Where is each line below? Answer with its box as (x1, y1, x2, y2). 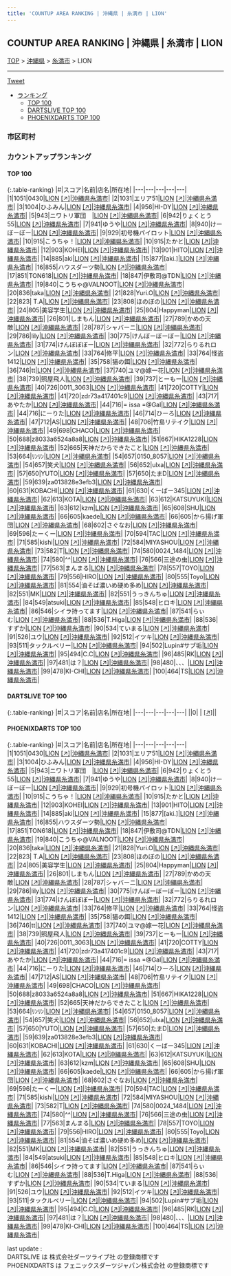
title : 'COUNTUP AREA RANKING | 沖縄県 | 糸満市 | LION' (7, 10, 168, 17)
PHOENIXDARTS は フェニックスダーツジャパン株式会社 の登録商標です (7, 1261, 210, 1269)
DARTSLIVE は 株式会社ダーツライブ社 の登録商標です (7, 1253, 159, 1261)
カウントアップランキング (7, 152, 91, 162)
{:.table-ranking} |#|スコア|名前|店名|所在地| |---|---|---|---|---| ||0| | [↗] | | (7, 708, 217, 716)
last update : (7, 1244, 43, 1253)
